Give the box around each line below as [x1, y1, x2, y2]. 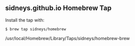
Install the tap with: [5, 17, 45, 23]
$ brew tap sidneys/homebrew [5, 27, 66, 32]
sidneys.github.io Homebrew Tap [5, 4, 112, 12]
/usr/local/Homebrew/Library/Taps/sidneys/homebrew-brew [5, 35, 130, 41]
